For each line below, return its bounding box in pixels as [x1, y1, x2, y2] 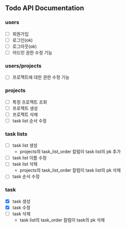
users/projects [5, 62, 42, 69]
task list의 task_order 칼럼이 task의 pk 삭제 [19, 217, 105, 223]
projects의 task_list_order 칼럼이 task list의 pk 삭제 [19, 167, 121, 173]
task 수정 [12, 204, 31, 211]
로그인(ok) [12, 37, 33, 43]
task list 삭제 [12, 161, 38, 167]
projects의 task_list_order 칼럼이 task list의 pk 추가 [19, 149, 121, 155]
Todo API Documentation [5, 4, 84, 12]
